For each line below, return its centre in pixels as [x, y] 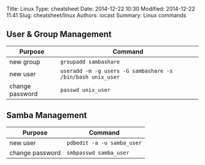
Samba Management [47, 115]
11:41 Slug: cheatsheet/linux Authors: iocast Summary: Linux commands [96, 15]
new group [25, 61]
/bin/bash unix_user [90, 77]
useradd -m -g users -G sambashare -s [117, 71]
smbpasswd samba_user [98, 153]
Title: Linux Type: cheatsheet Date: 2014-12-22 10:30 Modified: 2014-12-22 [101, 9]
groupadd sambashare [90, 61]
